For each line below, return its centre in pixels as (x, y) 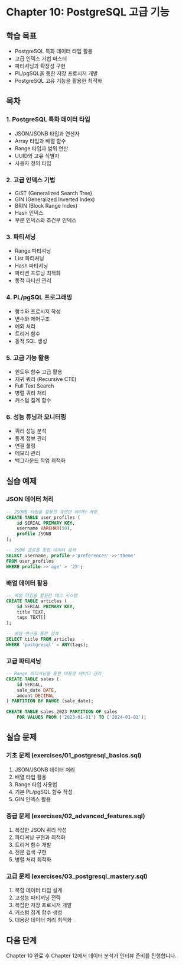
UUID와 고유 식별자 (37, 156)
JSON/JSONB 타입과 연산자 (47, 133)
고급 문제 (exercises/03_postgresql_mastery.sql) (77, 876)
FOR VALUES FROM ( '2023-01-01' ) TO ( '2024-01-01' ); (82, 717)
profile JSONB (34, 534)
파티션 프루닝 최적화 (38, 273)
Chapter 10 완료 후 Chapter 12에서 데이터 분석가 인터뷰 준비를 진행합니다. (92, 956)
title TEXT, (31, 612)
